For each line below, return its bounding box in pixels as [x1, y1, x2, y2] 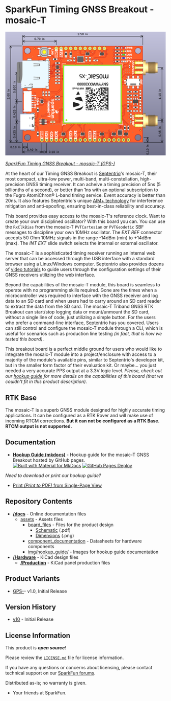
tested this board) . [5, 336, 44, 342]
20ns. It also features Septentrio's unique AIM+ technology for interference [5, 198, 163, 204]
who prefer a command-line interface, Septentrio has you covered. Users [5, 320, 159, 326]
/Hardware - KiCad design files [12, 554, 79, 560]
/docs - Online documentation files [12, 510, 87, 517]
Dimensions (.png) [35, 532, 74, 538]
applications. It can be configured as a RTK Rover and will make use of [5, 413, 154, 419]
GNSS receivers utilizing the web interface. [5, 272, 96, 278]
